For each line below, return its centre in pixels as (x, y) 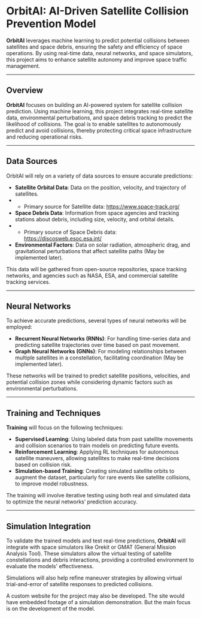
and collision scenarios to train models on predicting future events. (97, 446)
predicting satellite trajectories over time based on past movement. (97, 345)
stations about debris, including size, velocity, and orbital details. (95, 219)
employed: (19, 327)
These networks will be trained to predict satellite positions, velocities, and (98, 376)
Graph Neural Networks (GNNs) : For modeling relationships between (100, 352)
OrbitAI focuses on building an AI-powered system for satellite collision (94, 105)
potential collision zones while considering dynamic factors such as (89, 382)
